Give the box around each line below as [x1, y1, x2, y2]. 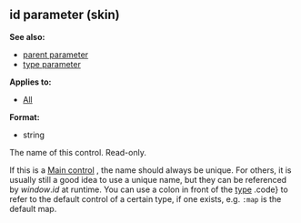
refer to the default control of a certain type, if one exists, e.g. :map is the [9, 193, 282, 204]
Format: [9, 111, 40, 122]
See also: [9, 31, 45, 42]
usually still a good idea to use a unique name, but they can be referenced [9, 174, 287, 185]
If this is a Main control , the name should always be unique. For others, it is [9, 164, 292, 176]
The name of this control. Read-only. [9, 147, 147, 157]
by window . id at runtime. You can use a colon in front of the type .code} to [9, 184, 288, 195]
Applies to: [9, 76, 52, 87]
